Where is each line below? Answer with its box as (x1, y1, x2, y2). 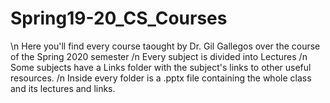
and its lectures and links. (10, 82, 116, 94)
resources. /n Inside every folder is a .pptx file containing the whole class (10, 72, 312, 84)
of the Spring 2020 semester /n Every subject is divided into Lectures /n (10, 50, 308, 62)
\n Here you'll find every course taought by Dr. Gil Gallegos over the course (10, 40, 321, 52)
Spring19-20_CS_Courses (10, 7, 228, 30)
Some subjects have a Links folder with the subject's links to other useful (10, 61, 312, 73)
